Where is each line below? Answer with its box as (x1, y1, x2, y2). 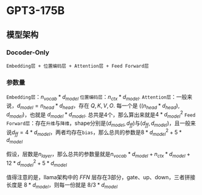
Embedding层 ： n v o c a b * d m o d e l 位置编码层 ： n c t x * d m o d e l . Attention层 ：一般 (6, 93, 187, 102)
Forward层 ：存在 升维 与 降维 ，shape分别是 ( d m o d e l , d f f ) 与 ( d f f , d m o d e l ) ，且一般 (6, 119, 190, 129)
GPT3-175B (6, 4, 65, 18)
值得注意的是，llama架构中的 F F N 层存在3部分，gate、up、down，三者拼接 (6, 173, 196, 180)
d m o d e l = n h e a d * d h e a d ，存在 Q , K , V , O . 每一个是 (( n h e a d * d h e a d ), (17, 102, 180, 110)
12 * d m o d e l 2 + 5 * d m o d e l (6, 158, 67, 168)
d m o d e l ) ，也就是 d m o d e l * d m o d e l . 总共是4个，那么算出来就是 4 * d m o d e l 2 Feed (6, 110, 196, 119)
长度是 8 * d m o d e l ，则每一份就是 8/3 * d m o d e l (6, 181, 117, 190)
